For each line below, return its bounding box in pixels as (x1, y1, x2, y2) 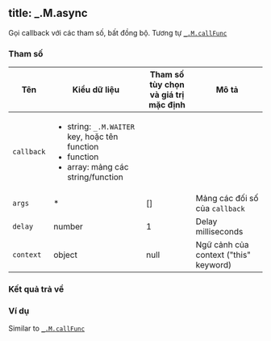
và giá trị (149, 89, 185, 100)
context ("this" (195, 250, 252, 261)
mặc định (148, 99, 186, 111)
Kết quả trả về (8, 284, 65, 295)
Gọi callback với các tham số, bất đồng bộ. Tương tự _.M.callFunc (8, 27, 227, 37)
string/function (67, 171, 123, 183)
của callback (195, 203, 245, 214)
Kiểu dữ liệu (72, 84, 119, 95)
